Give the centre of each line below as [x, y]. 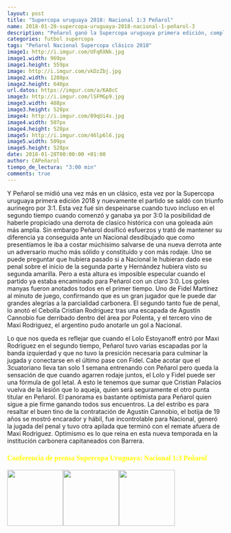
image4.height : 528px [38, 129]
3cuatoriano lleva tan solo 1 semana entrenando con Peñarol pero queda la [113, 367]
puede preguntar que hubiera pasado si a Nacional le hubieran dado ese [110, 259]
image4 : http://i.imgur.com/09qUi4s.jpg [66, 116]
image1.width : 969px [37, 59]
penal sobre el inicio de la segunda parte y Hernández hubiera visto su [107, 266]
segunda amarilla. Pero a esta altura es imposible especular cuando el [106, 273]
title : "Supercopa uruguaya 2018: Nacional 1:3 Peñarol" [90, 20]
